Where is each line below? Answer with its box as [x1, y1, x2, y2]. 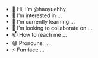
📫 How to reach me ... [11, 31, 67, 38]
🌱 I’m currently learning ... [11, 18, 75, 25]
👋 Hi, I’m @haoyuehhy [11, 6, 67, 12]
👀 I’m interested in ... [11, 12, 62, 19]
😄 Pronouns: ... [11, 40, 50, 47]
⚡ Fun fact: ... [11, 46, 45, 53]
